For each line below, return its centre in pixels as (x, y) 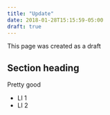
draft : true (24, 26)
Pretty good (24, 85)
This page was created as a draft (54, 46)
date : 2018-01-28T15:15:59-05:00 (55, 20)
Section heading (43, 68)
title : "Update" (30, 14)
